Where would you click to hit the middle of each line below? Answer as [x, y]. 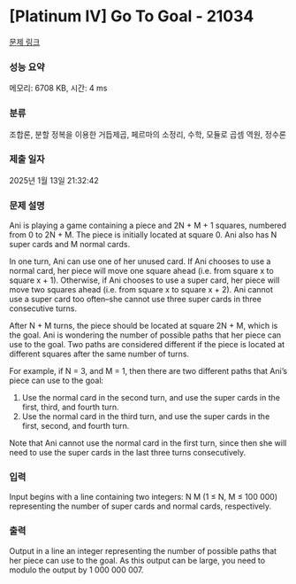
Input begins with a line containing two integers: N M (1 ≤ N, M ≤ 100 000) [144, 497]
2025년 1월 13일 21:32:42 [54, 180]
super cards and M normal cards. [70, 245]
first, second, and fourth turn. [76, 426]
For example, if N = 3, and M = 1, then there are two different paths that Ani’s [148, 371]
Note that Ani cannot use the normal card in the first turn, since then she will [148, 443]
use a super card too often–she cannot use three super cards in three [136, 300]
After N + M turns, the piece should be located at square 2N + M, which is [144, 326]
